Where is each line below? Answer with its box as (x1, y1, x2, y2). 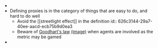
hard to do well (9, 13, 40, 19)
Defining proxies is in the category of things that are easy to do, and (9, 8, 148, 14)
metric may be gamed (17, 34, 62, 40)
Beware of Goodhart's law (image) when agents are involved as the (17, 29, 154, 34)
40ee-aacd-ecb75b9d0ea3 (17, 24, 73, 29)
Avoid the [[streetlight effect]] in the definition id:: (17, 18, 117, 24)
